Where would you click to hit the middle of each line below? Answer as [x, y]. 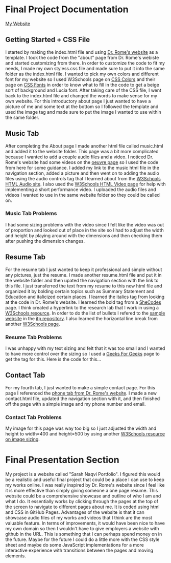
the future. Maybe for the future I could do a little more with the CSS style [82, 539]
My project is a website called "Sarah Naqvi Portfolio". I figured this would [83, 474]
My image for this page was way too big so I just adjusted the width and [81, 428]
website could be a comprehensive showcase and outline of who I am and [83, 496]
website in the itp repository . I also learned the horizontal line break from [82, 318]
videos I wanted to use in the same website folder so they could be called [82, 195]
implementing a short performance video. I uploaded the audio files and [81, 189]
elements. [16, 556]
